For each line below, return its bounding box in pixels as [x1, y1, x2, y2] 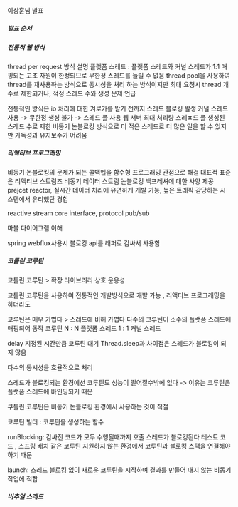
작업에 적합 [7, 475, 38, 483]
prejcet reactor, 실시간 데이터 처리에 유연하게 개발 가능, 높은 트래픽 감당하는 [7, 186, 219, 195]
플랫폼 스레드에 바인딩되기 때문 [7, 387, 94, 396]
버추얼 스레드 [7, 492, 44, 501]
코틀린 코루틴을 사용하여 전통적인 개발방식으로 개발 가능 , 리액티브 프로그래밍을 [7, 291, 226, 299]
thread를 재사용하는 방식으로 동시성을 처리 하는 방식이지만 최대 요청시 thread [7, 81, 222, 89]
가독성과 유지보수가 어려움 [14, 131, 87, 140]
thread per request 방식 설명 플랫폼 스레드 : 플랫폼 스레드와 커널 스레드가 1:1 [7, 63, 220, 71]
